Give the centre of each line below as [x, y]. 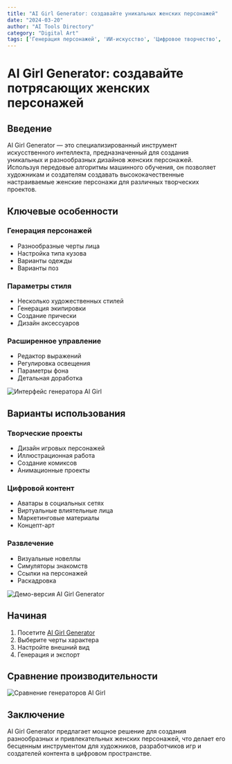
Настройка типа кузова [52, 253]
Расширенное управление [54, 341]
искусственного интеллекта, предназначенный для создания [98, 152]
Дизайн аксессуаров [48, 323]
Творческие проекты [45, 433]
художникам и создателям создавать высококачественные [96, 175]
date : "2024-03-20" [35, 20]
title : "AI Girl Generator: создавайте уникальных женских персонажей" [113, 14]
